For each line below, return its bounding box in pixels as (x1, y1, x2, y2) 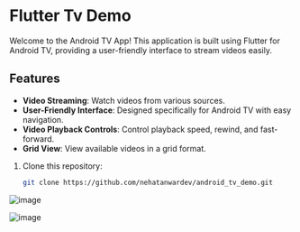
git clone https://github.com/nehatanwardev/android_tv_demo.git (22, 178, 273, 187)
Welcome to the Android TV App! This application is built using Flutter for (9, 35, 281, 46)
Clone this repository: (22, 160, 103, 172)
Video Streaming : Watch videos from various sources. (22, 95, 225, 106)
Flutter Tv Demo (9, 5, 132, 26)
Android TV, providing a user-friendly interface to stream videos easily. (9, 44, 273, 55)
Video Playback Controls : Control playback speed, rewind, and (22, 124, 259, 135)
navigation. (22, 114, 65, 125)
